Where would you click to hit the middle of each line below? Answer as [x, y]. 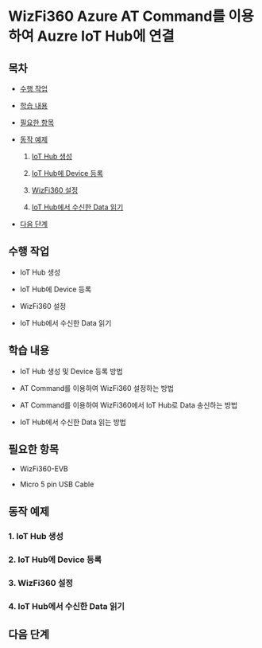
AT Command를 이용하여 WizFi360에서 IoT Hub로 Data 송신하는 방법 [129, 405]
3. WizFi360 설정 [41, 583]
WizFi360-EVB [44, 469]
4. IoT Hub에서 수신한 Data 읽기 [67, 606]
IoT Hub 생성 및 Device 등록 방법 [71, 371]
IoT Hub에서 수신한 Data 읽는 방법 [73, 422]
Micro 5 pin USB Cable [57, 484]
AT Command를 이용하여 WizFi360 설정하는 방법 [97, 388]
